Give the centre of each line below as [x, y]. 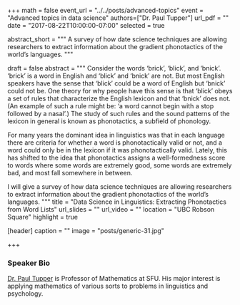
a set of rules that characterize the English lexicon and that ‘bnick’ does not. [119, 98]
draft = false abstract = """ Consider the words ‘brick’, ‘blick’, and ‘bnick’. [114, 68]
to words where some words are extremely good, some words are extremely [120, 165]
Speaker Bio [29, 263]
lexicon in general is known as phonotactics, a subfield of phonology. [109, 121]
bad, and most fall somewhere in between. [70, 173]
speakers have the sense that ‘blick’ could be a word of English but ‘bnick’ [116, 83]
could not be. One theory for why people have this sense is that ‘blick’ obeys [120, 91]
